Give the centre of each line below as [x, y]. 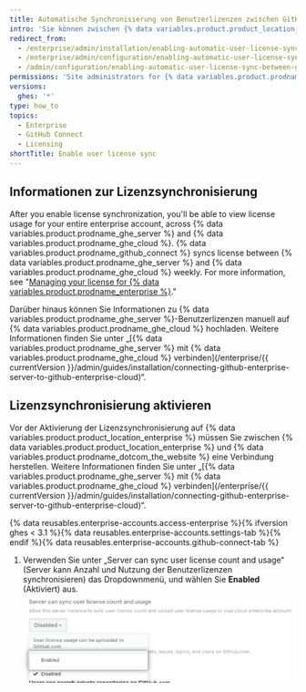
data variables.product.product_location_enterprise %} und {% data [137, 447]
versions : [28, 87]
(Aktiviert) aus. [51, 589]
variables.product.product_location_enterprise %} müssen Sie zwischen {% [151, 437]
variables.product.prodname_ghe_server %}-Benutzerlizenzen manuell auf [149, 318]
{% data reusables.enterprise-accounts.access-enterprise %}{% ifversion [149, 522]
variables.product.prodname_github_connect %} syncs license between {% [151, 253]
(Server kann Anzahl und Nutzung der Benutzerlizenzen [127, 569]
